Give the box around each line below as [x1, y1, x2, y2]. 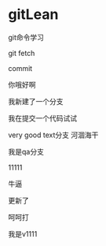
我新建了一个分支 [8, 96, 64, 106]
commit [8, 63, 33, 73]
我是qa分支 [8, 147, 45, 156]
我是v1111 [8, 229, 38, 238]
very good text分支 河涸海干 [8, 130, 99, 140]
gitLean [8, 6, 59, 24]
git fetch [8, 48, 35, 58]
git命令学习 [8, 32, 45, 42]
